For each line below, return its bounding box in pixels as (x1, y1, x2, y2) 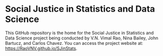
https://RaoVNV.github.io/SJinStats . (5, 45, 78, 51)
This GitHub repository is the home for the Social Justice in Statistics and (5, 30, 154, 36)
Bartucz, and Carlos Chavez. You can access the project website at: (5, 40, 143, 46)
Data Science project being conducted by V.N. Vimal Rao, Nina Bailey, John (5, 35, 159, 41)
